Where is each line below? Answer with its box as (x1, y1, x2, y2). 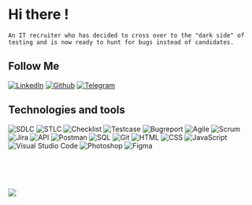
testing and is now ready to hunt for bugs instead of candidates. (8, 38, 235, 46)
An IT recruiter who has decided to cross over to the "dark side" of (8, 31, 245, 39)
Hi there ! (8, 5, 69, 24)
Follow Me (8, 60, 60, 73)
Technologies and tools (8, 104, 126, 117)
